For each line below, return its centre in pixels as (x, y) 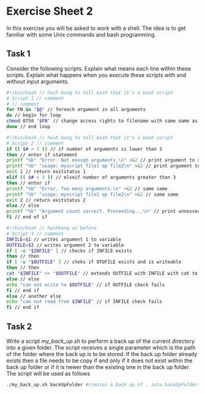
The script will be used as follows (48, 373)
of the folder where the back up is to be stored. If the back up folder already (102, 354)
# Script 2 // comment (35, 143)
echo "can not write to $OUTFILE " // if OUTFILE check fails (86, 285)
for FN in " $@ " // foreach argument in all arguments (76, 110)
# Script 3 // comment (35, 234)
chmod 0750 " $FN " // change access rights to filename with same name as (102, 121)
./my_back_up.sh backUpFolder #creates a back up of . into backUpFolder (102, 385)
